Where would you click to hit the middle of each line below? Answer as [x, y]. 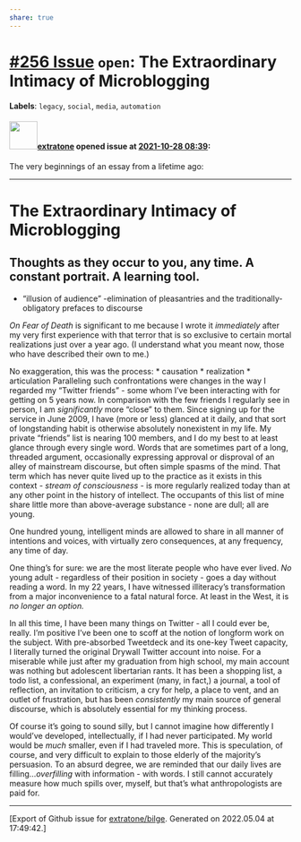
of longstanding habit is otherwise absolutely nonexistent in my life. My [140, 428]
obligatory [41, 308]
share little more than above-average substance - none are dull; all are [139, 504]
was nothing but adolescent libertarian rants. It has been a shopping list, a [146, 670]
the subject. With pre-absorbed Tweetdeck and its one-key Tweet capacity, [149, 642]
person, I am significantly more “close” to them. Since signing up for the [142, 409]
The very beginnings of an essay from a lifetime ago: [107, 166]
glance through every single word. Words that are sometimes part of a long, [149, 447]
